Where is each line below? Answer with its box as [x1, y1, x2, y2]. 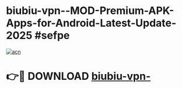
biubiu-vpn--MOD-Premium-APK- [6, 4, 174, 17]
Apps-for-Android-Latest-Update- [6, 16, 177, 30]
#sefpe [34, 29, 70, 42]
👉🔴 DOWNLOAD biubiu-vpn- [6, 70, 151, 83]
